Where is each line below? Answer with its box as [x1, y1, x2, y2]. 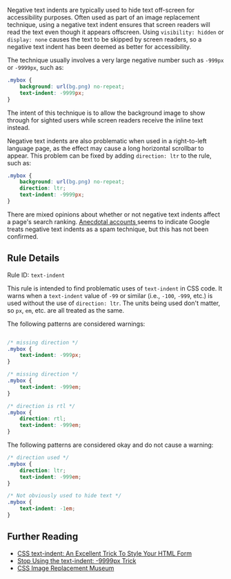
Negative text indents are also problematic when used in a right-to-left [7, 136, 207, 145]
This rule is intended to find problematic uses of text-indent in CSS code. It [7, 284, 223, 293]
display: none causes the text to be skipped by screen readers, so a [7, 35, 202, 44]
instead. [7, 123, 30, 131]
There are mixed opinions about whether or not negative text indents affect [7, 210, 221, 219]
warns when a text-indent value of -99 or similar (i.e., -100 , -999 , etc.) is [7, 291, 213, 300]
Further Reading [7, 531, 79, 542]
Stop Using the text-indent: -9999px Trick [17, 556, 137, 564]
